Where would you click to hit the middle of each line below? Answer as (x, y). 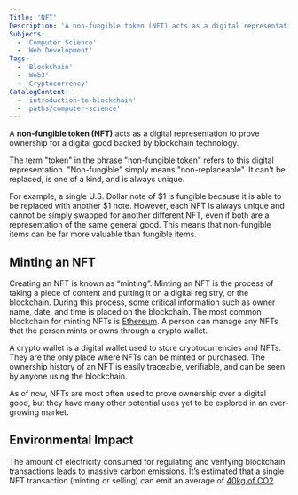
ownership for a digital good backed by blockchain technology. (124, 143)
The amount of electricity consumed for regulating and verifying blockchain (147, 461)
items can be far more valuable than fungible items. (103, 234)
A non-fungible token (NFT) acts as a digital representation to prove (134, 133)
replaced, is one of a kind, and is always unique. (97, 180)
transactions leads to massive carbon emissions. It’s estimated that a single (147, 471)
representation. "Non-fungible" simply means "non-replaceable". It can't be (147, 170)
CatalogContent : (39, 92)
